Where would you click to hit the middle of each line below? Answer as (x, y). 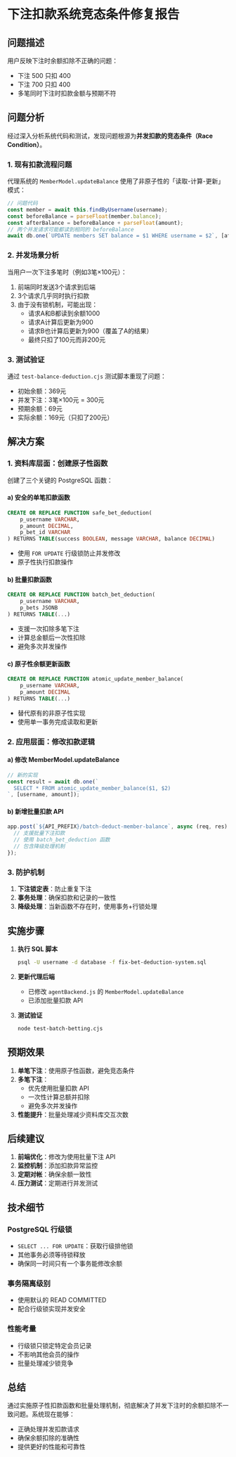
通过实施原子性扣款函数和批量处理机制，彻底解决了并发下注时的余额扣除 (112, 1406)
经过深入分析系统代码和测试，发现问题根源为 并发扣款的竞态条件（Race (110, 136)
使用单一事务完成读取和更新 (58, 722)
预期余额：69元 (40, 408)
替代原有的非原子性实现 (51, 713)
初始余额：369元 (42, 391)
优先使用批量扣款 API (58, 1088)
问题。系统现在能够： (44, 1414)
